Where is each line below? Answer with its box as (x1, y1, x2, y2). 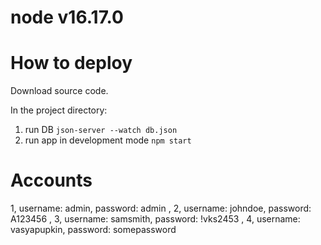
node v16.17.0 (10, 6, 124, 29)
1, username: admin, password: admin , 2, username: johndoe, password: (10, 202, 312, 215)
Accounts (10, 169, 93, 192)
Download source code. (10, 85, 109, 97)
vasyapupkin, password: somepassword (10, 224, 177, 236)
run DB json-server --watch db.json (24, 124, 178, 136)
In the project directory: (10, 104, 108, 116)
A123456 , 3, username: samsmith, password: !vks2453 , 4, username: (10, 213, 301, 225)
